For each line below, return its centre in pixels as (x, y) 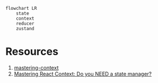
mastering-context (36, 67)
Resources (32, 52)
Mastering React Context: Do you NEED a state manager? (83, 74)
